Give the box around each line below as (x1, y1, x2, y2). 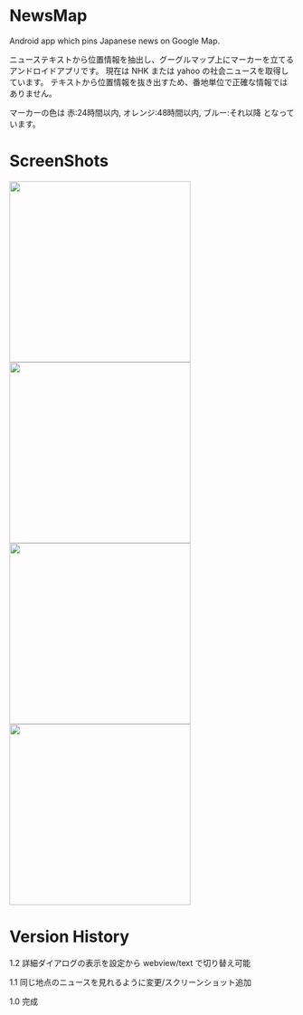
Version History (9, 926, 129, 947)
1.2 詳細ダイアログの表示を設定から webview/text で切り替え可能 (9, 957, 251, 968)
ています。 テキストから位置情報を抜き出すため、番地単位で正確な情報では (9, 76, 289, 87)
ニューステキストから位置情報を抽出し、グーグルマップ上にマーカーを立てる (9, 53, 294, 64)
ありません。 (9, 88, 57, 99)
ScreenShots (9, 151, 109, 172)
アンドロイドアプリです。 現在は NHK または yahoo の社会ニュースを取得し (9, 65, 289, 76)
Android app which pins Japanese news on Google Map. (9, 35, 221, 46)
